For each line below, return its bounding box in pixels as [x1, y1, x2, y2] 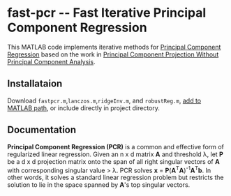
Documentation [7, 124, 77, 136]
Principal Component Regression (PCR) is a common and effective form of [7, 142, 225, 151]
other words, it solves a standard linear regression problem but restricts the [7, 173, 225, 182]
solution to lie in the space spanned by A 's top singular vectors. [7, 181, 191, 189]
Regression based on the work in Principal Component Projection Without [7, 50, 219, 59]
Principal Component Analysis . [7, 57, 96, 66]
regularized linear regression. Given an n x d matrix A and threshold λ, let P [7, 150, 223, 158]
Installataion [7, 78, 63, 90]
